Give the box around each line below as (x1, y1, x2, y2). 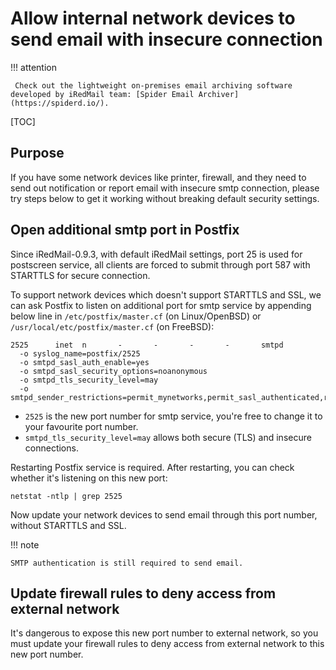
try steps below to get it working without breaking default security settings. (10, 192, 320, 204)
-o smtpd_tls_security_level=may (19, 375, 159, 385)
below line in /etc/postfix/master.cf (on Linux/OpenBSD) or (10, 310, 262, 322)
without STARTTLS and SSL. (10, 519, 127, 531)
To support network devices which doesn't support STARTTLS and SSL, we (10, 288, 322, 301)
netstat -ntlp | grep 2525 (10, 491, 123, 501)
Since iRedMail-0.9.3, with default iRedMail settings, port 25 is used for (10, 248, 303, 260)
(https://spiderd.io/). (10, 98, 110, 108)
